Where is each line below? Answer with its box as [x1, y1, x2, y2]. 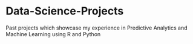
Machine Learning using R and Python [5, 30, 101, 37]
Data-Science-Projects [5, 4, 124, 18]
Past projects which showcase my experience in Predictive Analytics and [5, 24, 188, 31]
